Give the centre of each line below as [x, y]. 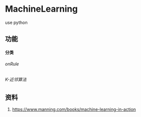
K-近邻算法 [16, 79]
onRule [12, 64]
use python [16, 22]
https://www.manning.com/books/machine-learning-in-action [74, 109]
